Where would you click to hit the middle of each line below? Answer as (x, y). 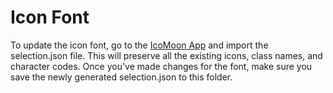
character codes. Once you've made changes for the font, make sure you (161, 66)
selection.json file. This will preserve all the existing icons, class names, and (166, 55)
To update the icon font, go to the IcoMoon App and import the (139, 45)
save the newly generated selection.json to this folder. (121, 77)
